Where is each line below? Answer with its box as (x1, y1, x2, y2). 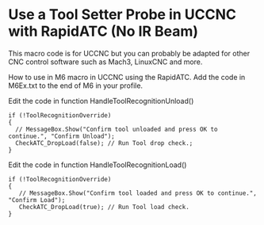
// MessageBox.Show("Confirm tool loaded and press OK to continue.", (18, 189, 258, 197)
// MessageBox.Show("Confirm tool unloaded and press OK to (15, 125, 218, 133)
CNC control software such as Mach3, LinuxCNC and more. (8, 57, 203, 67)
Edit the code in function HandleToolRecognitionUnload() (8, 96, 194, 105)
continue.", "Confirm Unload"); (8, 132, 115, 140)
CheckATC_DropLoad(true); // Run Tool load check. (18, 203, 190, 211)
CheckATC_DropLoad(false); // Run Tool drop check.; (15, 139, 193, 147)
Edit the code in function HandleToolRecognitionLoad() (8, 160, 187, 170)
